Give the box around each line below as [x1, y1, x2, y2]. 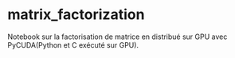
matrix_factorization [7, 6, 145, 24]
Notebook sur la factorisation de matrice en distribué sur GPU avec [7, 32, 228, 41]
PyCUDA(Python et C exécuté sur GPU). [7, 40, 139, 49]
